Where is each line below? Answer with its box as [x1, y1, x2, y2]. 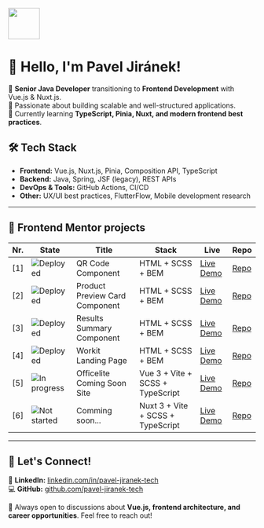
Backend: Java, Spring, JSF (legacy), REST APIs [19, 174, 177, 184]
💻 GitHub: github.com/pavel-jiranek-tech [8, 484, 144, 494]
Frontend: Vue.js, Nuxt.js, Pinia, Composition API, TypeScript [19, 166, 218, 175]
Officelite [75, 368, 110, 379]
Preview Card [75, 290, 126, 301]
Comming [75, 405, 112, 416]
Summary [75, 322, 112, 333]
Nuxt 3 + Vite [139, 400, 189, 411]
